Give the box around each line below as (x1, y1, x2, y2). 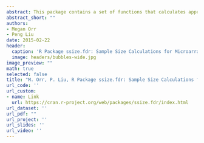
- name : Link (6, 94, 39, 100)
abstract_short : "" (6, 15, 56, 21)
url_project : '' (6, 116, 47, 122)
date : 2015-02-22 (6, 37, 50, 43)
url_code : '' (6, 83, 39, 89)
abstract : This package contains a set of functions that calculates (6, 9, 186, 15)
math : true (6, 65, 34, 72)
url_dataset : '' (6, 105, 47, 111)
